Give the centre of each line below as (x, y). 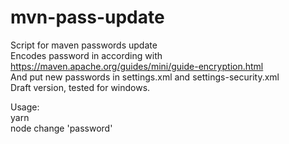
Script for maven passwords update (84, 45)
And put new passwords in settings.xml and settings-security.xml (145, 77)
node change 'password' (61, 128)
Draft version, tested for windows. (80, 87)
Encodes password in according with (86, 55)
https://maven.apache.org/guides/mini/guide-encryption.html (137, 66)
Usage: (25, 107)
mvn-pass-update (87, 17)
